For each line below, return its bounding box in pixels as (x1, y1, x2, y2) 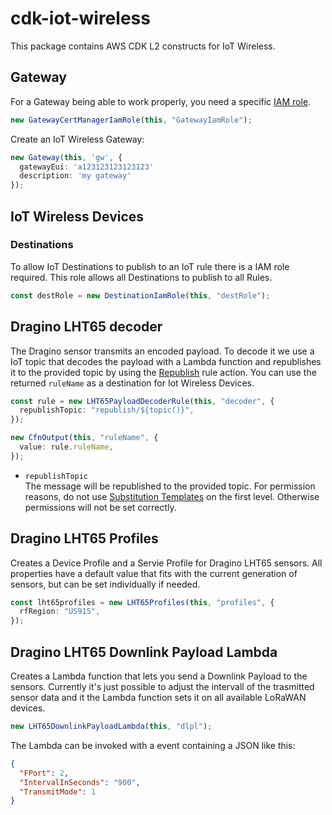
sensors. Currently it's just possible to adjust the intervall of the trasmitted (10, 681, 315, 692)
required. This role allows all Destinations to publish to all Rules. (10, 271, 273, 283)
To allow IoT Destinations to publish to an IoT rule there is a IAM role (10, 260, 290, 272)
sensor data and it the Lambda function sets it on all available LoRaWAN (10, 692, 307, 703)
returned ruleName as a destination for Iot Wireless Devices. (10, 377, 255, 389)
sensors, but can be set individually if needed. (10, 578, 201, 590)
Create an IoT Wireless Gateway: (10, 133, 145, 145)
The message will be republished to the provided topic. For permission (24, 480, 316, 492)
